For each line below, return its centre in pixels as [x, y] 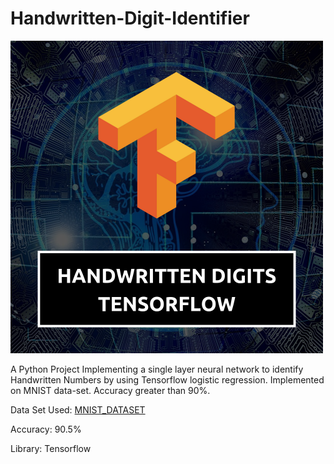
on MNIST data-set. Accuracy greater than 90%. [110, 390]
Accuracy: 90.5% [46, 429]
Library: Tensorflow [51, 448]
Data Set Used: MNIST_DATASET [78, 409]
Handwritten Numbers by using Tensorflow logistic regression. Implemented [167, 379]
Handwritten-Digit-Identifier [130, 18]
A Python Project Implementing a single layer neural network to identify [157, 369]
